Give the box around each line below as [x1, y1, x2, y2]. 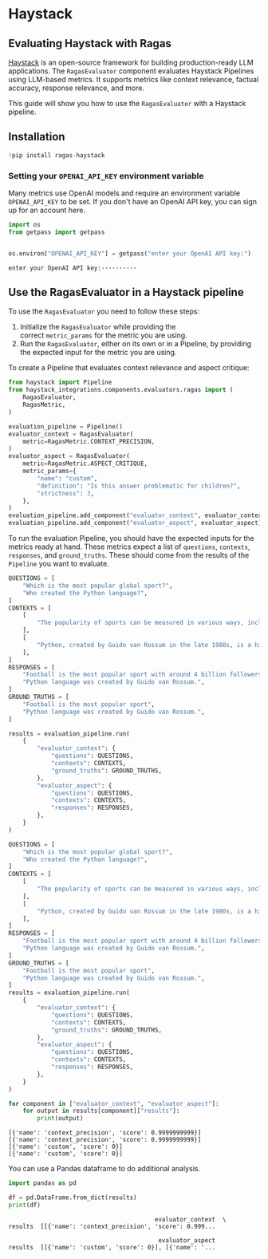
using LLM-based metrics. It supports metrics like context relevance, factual [8, 75, 259, 84]
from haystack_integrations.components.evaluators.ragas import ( [8, 386, 234, 394]
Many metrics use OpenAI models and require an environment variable [8, 188, 241, 198]
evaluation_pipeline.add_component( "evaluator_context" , [8, 511, 202, 519]
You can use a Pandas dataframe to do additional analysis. [8, 1164, 201, 1174]
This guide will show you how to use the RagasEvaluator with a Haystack [8, 99, 246, 108]
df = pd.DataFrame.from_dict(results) [8, 1194, 137, 1202]
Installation [8, 130, 65, 144]
